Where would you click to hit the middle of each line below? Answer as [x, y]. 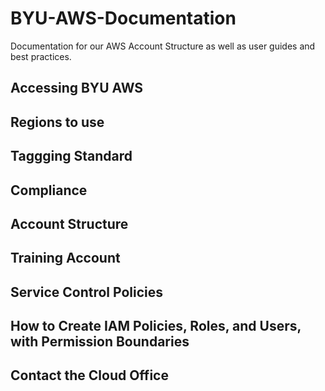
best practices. [41, 56]
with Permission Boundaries [100, 342]
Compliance [49, 190]
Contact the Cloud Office [89, 375]
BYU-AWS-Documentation [123, 18]
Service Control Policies [87, 292]
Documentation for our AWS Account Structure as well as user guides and [163, 46]
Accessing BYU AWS [77, 88]
